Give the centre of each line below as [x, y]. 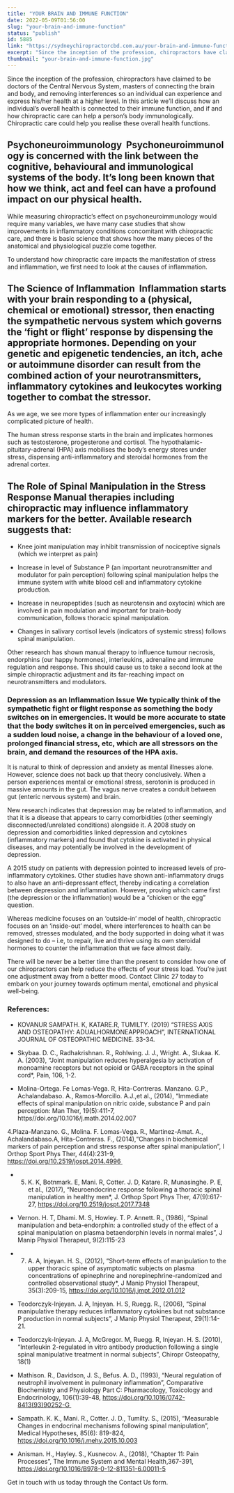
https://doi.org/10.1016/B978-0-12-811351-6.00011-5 [91, 1469]
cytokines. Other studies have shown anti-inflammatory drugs [135, 876]
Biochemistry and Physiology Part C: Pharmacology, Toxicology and [115, 1390]
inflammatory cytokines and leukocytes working [115, 386]
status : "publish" [34, 33]
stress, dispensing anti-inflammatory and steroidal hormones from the [108, 457]
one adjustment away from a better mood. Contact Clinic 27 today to [106, 977]
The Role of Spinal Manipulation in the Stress [107, 486]
